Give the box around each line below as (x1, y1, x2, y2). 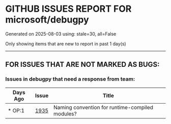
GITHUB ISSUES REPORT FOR (5, 3, 132, 15)
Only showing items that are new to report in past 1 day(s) (5, 40, 126, 46)
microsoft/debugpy (5, 14, 89, 26)
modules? (53, 110, 77, 117)
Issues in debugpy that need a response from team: (5, 76, 135, 83)
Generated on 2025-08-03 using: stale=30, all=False (5, 31, 117, 37)
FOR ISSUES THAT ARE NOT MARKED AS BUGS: (5, 60, 160, 69)
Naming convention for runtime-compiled (53, 104, 154, 111)
